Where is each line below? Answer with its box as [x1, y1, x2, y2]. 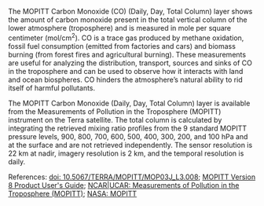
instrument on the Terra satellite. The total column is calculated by [8, 115, 222, 124]
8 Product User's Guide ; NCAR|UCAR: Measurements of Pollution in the [8, 180, 240, 189]
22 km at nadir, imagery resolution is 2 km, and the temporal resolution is [8, 149, 244, 158]
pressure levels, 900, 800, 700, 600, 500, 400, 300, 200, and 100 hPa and [8, 131, 248, 141]
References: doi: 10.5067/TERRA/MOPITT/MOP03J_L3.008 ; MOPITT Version [8, 172, 256, 182]
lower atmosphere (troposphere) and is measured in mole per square [8, 24, 232, 32]
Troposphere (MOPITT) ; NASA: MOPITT [8, 189, 137, 198]
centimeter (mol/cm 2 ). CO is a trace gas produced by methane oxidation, [8, 31, 244, 42]
